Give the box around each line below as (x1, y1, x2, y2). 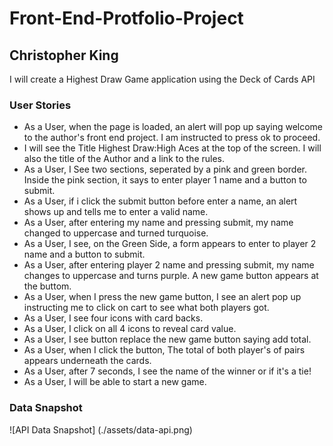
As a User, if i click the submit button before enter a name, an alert (23, 195, 298, 207)
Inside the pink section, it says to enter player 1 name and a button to (23, 174, 307, 186)
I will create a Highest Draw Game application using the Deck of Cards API (9, 73, 316, 85)
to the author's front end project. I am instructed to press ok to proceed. (23, 132, 321, 144)
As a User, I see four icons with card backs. (23, 312, 204, 324)
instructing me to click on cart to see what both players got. (23, 302, 270, 314)
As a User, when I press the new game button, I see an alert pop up (23, 291, 302, 303)
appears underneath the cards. (23, 355, 152, 367)
